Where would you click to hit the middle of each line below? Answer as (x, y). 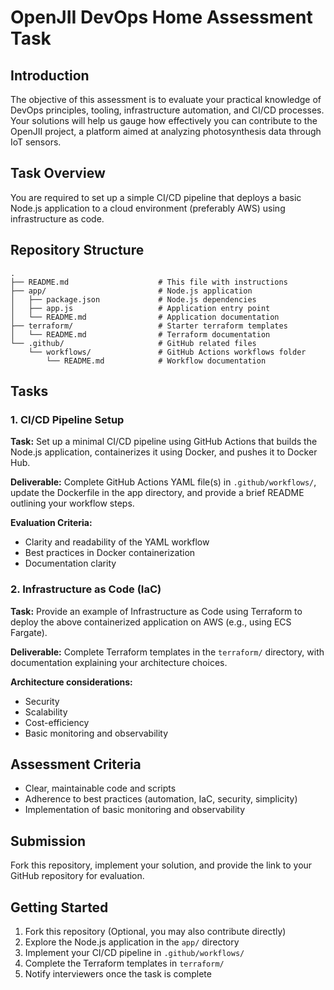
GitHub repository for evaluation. (77, 876)
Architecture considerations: (71, 682)
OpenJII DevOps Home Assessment (161, 17)
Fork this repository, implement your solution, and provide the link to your (161, 865)
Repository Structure (77, 250)
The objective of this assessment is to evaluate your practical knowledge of (166, 99)
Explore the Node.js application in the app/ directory (132, 942)
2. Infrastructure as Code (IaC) (86, 589)
